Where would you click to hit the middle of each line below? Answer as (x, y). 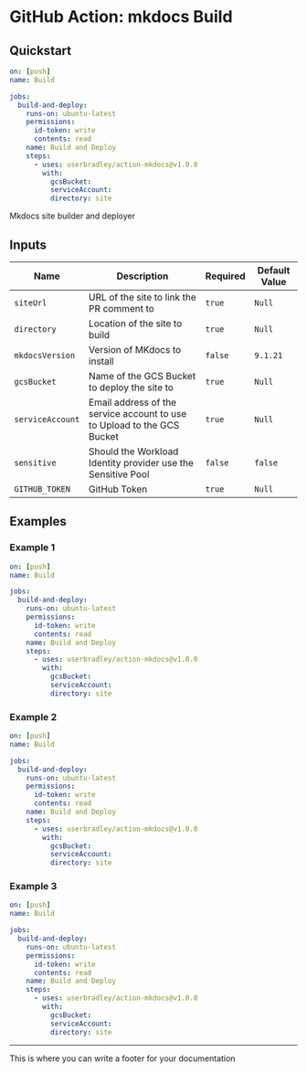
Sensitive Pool (119, 474)
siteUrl (31, 303)
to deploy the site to (131, 388)
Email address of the (132, 402)
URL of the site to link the (142, 297)
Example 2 (33, 717)
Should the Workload (133, 452)
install (101, 361)
